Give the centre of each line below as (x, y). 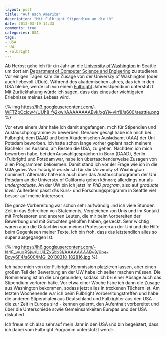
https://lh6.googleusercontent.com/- (58, 247)
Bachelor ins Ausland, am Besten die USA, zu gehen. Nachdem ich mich (79, 148)
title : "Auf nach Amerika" (33, 14)
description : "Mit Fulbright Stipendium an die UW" (59, 19)
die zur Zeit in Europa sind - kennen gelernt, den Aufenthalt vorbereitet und (82, 304)
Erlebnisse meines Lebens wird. (38, 97)
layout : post (19, 10)
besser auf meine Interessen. (35, 196)
